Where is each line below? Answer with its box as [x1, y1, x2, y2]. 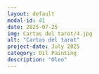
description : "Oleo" [7, 56, 68, 63]
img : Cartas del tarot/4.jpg [7, 30, 93, 37]
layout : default [7, 10, 55, 18]
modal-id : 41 [7, 17, 46, 24]
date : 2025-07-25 [7, 23, 58, 30]
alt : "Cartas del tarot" [7, 37, 80, 44]
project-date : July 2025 [7, 43, 80, 50]
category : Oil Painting [7, 50, 77, 57]
